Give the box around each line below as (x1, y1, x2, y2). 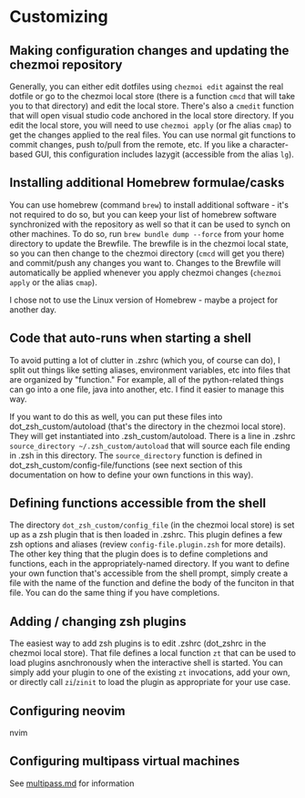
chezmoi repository (9, 56, 123, 72)
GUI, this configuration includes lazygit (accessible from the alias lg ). (35, 148, 294, 159)
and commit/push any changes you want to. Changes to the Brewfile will (9, 257, 281, 268)
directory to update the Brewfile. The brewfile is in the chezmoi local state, (9, 238, 289, 249)
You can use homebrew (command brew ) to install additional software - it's (9, 199, 290, 210)
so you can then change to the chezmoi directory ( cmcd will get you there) (9, 248, 285, 259)
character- (249, 139, 290, 149)
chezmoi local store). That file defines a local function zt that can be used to (9, 648, 297, 659)
